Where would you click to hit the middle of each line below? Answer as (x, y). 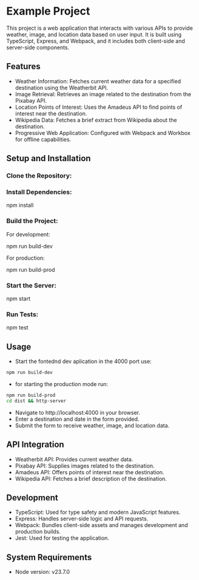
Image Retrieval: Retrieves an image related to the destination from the (103, 94)
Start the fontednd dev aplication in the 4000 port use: (83, 361)
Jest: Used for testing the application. (62, 538)
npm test (17, 328)
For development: (28, 234)
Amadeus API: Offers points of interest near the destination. (89, 472)
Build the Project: (32, 221)
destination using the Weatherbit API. (62, 88)
